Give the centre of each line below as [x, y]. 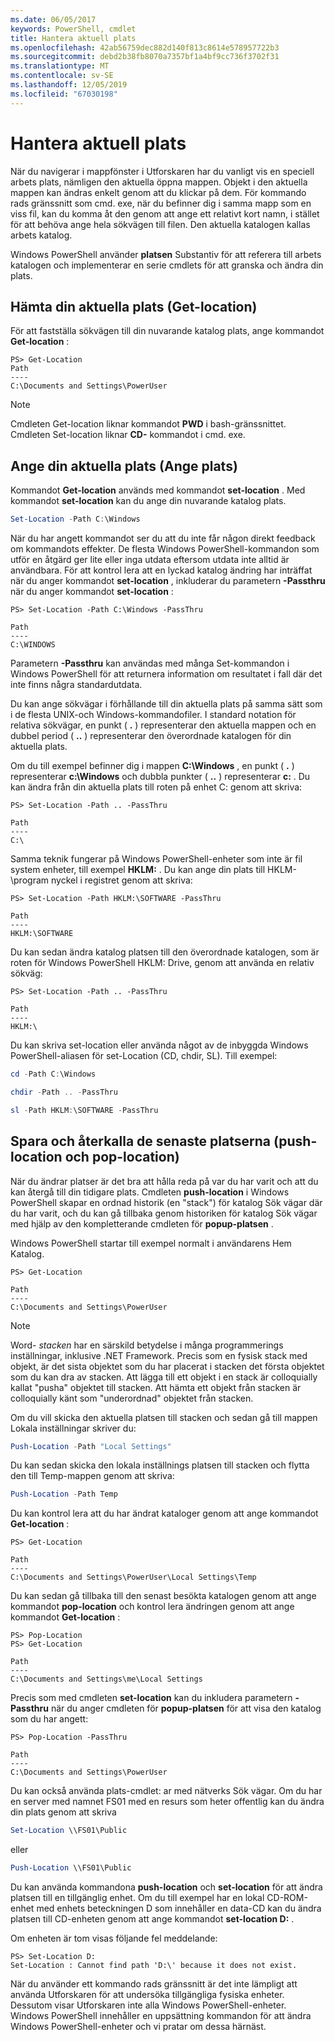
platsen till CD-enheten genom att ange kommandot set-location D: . [152, 1919]
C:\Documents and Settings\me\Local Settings [106, 1679]
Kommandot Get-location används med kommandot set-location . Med [158, 490]
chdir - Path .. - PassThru [64, 1092]
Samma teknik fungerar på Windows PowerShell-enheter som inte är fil [156, 859]
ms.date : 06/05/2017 [53, 19]
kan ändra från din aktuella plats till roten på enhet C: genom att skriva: [156, 787]
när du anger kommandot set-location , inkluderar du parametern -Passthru [168, 581]
